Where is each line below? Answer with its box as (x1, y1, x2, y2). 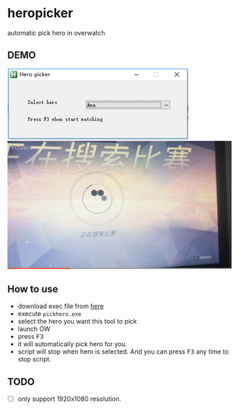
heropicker (7, 5, 73, 21)
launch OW (17, 324, 51, 333)
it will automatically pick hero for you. (17, 340, 128, 349)
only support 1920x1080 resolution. (17, 394, 122, 404)
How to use (7, 283, 58, 295)
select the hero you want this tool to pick (17, 317, 137, 326)
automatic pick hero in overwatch (7, 29, 105, 37)
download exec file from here (17, 302, 105, 311)
